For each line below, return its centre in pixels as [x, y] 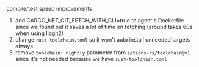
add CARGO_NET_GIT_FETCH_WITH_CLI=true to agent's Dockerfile [99, 20]
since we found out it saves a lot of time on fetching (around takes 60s [104, 27]
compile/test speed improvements [49, 9]
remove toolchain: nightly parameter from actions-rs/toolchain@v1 [103, 53]
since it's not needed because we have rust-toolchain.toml [91, 59]
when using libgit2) [39, 33]
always [24, 46]
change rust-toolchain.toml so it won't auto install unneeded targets [103, 40]
